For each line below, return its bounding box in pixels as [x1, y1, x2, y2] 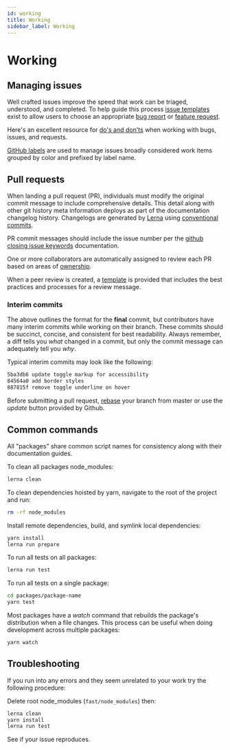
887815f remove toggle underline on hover [7, 384, 130, 391]
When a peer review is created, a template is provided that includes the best [7, 275, 223, 284]
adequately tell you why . [7, 345, 77, 353]
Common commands [7, 424, 98, 435]
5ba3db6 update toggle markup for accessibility [7, 372, 149, 378]
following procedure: [7, 683, 66, 692]
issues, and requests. [7, 133, 68, 141]
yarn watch [7, 639, 38, 646]
